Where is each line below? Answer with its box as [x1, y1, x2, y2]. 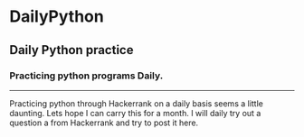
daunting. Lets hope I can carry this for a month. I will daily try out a [9, 107, 261, 118]
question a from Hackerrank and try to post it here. [9, 117, 199, 128]
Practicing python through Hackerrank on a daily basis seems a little [9, 97, 264, 109]
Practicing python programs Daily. [9, 69, 164, 82]
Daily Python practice [9, 42, 134, 58]
